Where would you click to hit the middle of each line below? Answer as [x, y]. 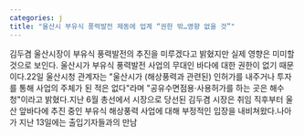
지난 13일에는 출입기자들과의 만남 [78, 122]
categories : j [37, 18]
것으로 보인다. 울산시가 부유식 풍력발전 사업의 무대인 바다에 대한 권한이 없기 [143, 65]
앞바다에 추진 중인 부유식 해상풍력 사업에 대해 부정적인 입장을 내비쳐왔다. [148, 110]
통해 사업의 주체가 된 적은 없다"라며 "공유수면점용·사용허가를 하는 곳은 [143, 88]
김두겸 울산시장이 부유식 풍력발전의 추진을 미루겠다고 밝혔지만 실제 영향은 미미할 [152, 53]
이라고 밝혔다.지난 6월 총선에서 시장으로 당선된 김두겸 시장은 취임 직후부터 [152, 99]
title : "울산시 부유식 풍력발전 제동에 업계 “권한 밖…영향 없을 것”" [122, 26]
